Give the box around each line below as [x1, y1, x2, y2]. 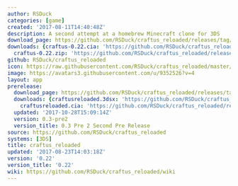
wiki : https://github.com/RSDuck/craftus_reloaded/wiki [7, 168, 176, 175]
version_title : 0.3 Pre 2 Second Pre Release [13, 122, 151, 129]
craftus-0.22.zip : [13, 50, 69, 57]
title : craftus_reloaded [7, 142, 81, 149]
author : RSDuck [7, 10, 52, 18]
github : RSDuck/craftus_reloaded [7, 57, 106, 64]
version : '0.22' [7, 155, 55, 163]
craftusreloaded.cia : [20, 103, 84, 110]
